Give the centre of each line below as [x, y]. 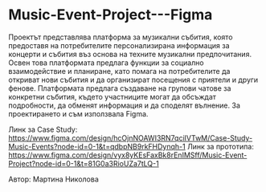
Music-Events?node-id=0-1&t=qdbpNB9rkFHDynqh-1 [97, 146]
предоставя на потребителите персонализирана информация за [119, 45]
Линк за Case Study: [43, 129]
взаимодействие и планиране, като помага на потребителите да [119, 71]
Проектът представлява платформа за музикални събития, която [121, 37]
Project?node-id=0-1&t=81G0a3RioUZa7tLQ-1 [84, 163]
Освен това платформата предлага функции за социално [106, 63]
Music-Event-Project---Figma [110, 15]
